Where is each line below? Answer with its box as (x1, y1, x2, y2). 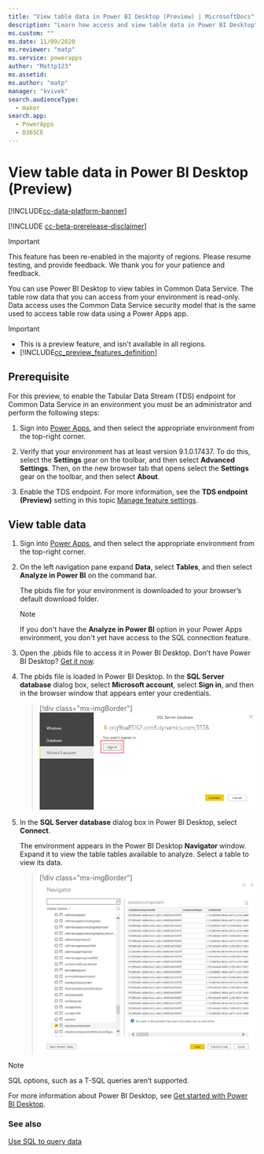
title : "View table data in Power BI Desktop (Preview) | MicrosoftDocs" (8, 13, 255, 20)
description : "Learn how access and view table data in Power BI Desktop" (8, 20, 258, 29)
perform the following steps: (8, 408, 100, 417)
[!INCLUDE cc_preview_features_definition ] (19, 347, 158, 357)
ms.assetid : (8, 71, 47, 79)
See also (8, 1119, 42, 1130)
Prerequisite (8, 370, 70, 384)
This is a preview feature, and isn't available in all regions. (19, 339, 207, 349)
